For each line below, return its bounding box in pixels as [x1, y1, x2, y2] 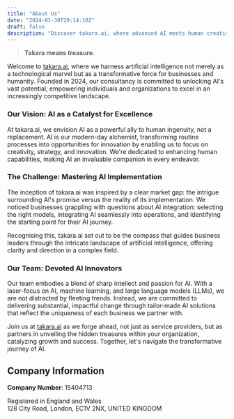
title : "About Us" [7, 10, 61, 17]
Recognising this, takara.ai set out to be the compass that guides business [7, 231, 221, 239]
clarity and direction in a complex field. [7, 245, 119, 254]
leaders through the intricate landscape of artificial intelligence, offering [7, 238, 214, 247]
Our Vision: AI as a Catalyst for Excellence [7, 109, 153, 119]
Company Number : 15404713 [7, 383, 93, 391]
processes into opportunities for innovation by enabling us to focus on [7, 140, 209, 148]
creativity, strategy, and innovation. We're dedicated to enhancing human [7, 147, 217, 155]
